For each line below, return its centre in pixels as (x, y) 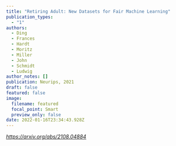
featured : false (26, 93)
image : (14, 98)
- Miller (22, 55)
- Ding (19, 33)
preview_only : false (36, 114)
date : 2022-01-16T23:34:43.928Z (45, 120)
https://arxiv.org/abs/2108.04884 (46, 137)
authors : (17, 28)
